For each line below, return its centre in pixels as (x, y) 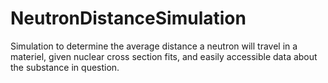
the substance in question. (65, 67)
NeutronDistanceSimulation (128, 18)
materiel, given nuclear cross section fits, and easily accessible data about (164, 56)
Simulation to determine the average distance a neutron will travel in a (154, 46)
